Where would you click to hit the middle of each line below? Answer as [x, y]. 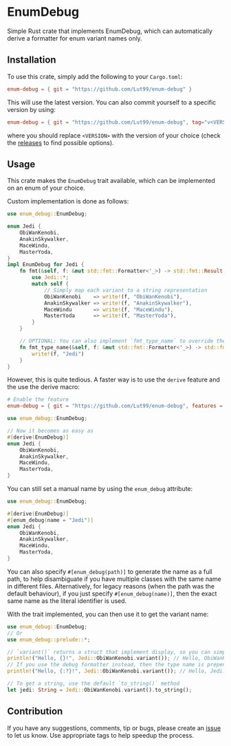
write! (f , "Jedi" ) [58, 354]
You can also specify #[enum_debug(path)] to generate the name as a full [110, 571]
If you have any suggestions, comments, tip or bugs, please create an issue [114, 728]
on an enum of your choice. [46, 188]
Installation [32, 60]
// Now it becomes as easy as [51, 431]
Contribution [35, 711]
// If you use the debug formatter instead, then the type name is [106, 665]
